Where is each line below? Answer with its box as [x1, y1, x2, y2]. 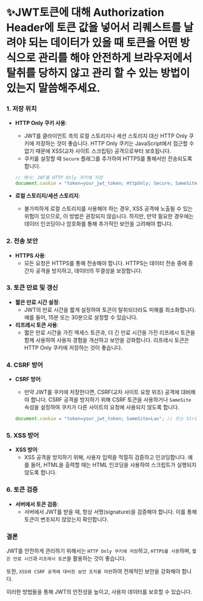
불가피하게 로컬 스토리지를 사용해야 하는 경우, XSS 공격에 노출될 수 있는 [24, 205, 193, 212]
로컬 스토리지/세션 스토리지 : [15, 192, 81, 200]
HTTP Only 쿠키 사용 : [15, 119, 67, 127]
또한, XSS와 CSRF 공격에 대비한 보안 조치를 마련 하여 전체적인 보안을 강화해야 [6, 568, 181, 575]
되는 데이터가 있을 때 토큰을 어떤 [28, 36, 178, 50]
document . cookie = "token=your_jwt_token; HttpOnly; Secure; [15, 180, 173, 187]
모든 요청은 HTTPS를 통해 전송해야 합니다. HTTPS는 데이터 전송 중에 [24, 259, 187, 267]
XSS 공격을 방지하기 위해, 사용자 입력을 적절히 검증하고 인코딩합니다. [24, 454, 187, 461]
